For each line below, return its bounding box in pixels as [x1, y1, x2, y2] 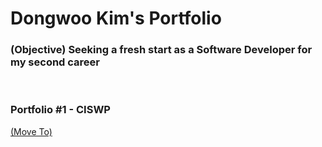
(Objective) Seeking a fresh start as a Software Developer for [10, 43, 313, 57]
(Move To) [10, 125, 53, 137]
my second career [10, 55, 101, 69]
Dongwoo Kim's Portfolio [10, 7, 222, 30]
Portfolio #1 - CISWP [10, 103, 111, 117]
